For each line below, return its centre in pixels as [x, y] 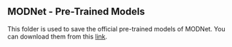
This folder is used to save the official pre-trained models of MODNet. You [116, 28]
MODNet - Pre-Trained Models [76, 12]
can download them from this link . [57, 36]
